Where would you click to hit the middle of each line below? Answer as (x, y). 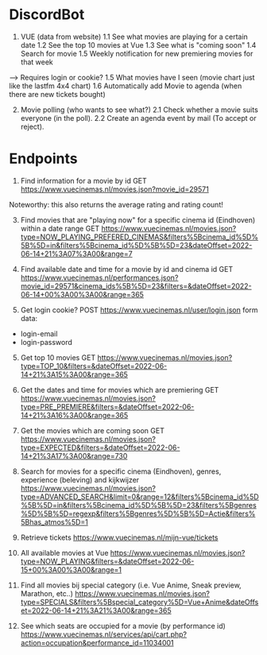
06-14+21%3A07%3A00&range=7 (77, 254)
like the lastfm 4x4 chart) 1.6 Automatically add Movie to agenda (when (126, 86)
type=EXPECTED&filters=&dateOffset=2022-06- (100, 448)
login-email (39, 333)
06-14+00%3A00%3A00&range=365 (82, 294)
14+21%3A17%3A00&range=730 (74, 455)
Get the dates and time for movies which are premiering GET (120, 390)
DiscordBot (47, 15)
